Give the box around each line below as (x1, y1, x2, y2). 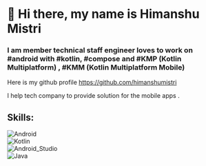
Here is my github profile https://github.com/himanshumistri (7, 79, 177, 87)
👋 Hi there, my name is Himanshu (7, 6, 200, 22)
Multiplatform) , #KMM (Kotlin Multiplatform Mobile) (7, 63, 185, 72)
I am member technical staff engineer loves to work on (7, 45, 193, 55)
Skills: (7, 112, 34, 123)
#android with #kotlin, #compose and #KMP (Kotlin (7, 54, 182, 64)
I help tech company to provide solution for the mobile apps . (7, 92, 181, 100)
